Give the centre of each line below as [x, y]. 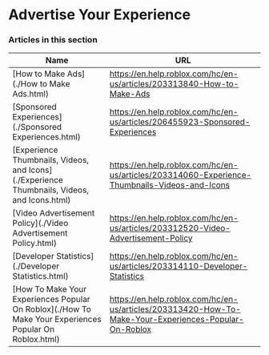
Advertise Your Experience [99, 15]
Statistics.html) [40, 276]
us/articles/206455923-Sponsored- [180, 122]
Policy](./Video [40, 224]
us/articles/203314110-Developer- [179, 266]
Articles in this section [53, 40]
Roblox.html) [36, 340]
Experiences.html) [47, 137]
